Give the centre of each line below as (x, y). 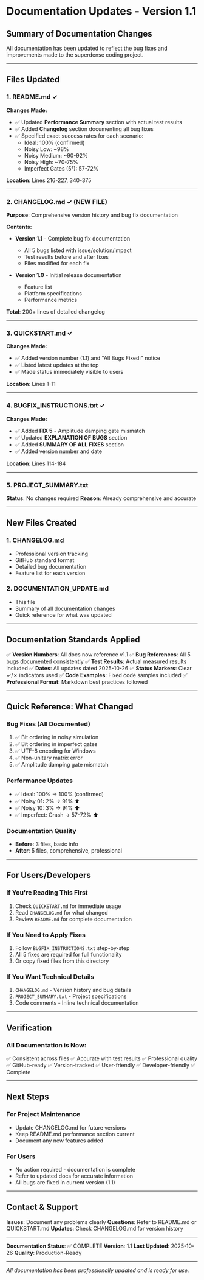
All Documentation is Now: (46, 1045)
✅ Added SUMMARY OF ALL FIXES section (70, 444)
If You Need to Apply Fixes (46, 935)
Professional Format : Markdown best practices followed (77, 682)
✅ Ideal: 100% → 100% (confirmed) (59, 794)
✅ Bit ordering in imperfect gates (56, 744)
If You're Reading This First (47, 893)
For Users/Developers (49, 875)
